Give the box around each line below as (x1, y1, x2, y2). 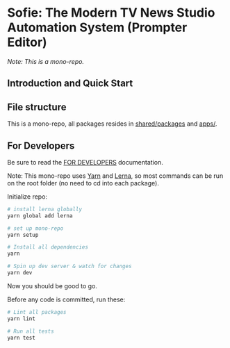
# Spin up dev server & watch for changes (7, 263, 132, 270)
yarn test (7, 334, 36, 341)
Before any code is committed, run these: (7, 295, 126, 304)
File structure (7, 101, 67, 113)
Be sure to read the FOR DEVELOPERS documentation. (7, 158, 163, 166)
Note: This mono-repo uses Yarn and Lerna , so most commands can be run (7, 172, 224, 180)
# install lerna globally (7, 206, 82, 213)
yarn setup (7, 231, 39, 238)
